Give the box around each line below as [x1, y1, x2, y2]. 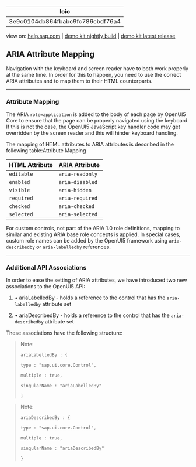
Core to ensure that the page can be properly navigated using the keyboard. [6, 117, 189, 124]
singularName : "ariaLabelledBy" [20, 383, 102, 389]
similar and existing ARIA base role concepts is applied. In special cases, [6, 231, 181, 238]
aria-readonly [58, 171, 98, 178]
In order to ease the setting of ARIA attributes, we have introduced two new [6, 277, 187, 284]
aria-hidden [58, 187, 92, 194]
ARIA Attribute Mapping [6, 49, 95, 59]
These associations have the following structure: [6, 329, 123, 336]
